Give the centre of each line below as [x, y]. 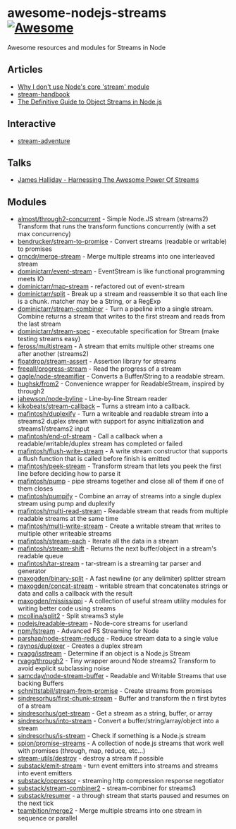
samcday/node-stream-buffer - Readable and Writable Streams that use [122, 676]
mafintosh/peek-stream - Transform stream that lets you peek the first [119, 466]
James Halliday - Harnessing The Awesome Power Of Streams [108, 180]
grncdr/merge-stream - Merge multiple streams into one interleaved [116, 257]
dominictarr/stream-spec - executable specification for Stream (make [118, 331]
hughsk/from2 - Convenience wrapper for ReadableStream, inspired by [121, 384]
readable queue [40, 556]
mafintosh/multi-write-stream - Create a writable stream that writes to [119, 526]
